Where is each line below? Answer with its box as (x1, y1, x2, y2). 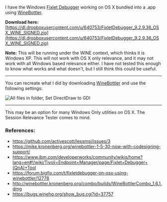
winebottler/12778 (12, 175, 50, 181)
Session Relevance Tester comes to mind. (5, 114, 91, 120)
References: (5, 127, 36, 134)
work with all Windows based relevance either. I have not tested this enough (5, 61, 162, 66)
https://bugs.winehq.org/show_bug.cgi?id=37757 (12, 191, 114, 197)
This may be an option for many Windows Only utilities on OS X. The (5, 109, 145, 115)
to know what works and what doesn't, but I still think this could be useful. (5, 66, 157, 72)
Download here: (5, 19, 39, 25)
